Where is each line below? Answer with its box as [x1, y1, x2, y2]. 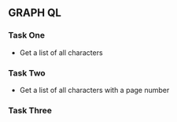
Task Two [8, 67, 46, 78]
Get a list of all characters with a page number [19, 85, 170, 94]
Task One [8, 30, 46, 41]
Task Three [8, 105, 53, 116]
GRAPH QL [8, 6, 61, 20]
